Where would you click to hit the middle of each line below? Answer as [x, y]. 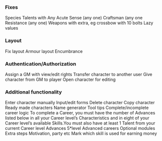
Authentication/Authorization [41, 63]
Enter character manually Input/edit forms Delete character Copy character [80, 103]
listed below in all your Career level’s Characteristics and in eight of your [77, 118]
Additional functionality [33, 92]
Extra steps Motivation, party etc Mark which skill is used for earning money [81, 133]
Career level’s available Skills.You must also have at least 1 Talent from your [80, 123]
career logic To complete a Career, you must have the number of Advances [80, 113]
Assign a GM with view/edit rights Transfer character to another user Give [79, 74]
